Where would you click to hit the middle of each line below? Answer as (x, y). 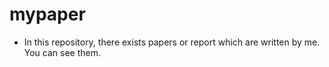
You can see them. (62, 52)
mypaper (47, 14)
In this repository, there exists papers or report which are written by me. (172, 42)
